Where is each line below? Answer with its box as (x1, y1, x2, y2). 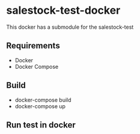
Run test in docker (6, 120, 76, 130)
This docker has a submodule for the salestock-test (6, 23, 134, 31)
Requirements (6, 41, 60, 51)
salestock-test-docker (6, 4, 121, 17)
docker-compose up (14, 102, 66, 109)
